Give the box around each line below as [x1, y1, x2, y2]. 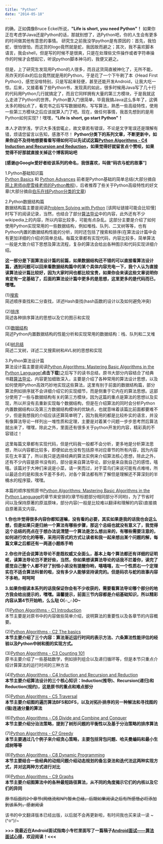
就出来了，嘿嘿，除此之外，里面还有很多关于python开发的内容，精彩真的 [5, 424, 151, 430]
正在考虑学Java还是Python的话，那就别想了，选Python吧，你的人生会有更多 [5, 32, 158, 37]
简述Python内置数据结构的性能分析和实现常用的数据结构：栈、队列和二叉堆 [5, 331, 155, 337]
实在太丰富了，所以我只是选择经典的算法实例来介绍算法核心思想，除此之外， [5, 453, 158, 459]
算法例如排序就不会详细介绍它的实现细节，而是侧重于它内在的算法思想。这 [5, 388, 154, 394]
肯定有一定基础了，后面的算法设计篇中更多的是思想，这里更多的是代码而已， [5, 275, 158, 282]
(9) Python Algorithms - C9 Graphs [5, 773, 74, 779]
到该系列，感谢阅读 [5, 802, 44, 808]
